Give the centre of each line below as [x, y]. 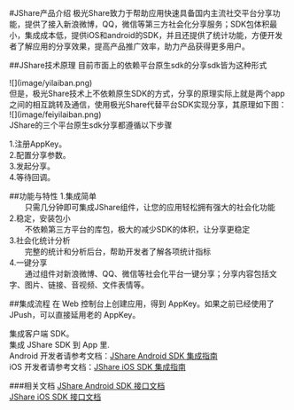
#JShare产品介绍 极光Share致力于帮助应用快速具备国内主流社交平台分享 [141, 13]
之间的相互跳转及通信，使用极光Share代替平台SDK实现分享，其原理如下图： [148, 104]
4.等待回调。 [32, 177]
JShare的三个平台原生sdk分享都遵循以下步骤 [91, 125]
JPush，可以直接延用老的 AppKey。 [75, 315]
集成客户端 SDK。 [42, 334]
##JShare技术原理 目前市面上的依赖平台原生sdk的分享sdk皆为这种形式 [138, 65]
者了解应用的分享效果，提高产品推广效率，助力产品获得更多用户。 [129, 46]
